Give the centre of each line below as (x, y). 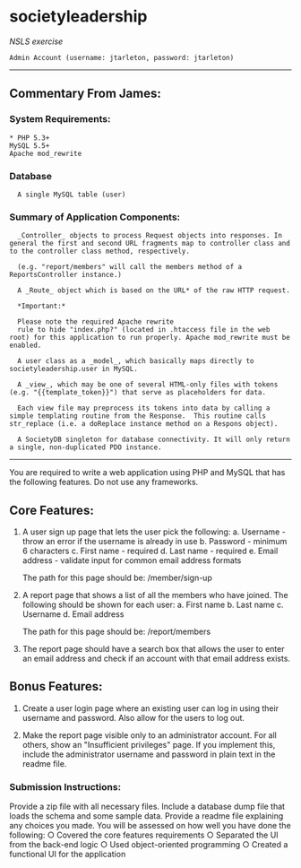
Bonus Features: (56, 686)
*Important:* (42, 307)
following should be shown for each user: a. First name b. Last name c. (153, 605)
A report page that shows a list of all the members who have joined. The (155, 595)
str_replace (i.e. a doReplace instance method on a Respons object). (144, 424)
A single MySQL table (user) (72, 195)
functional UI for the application (68, 855)
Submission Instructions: (65, 786)
